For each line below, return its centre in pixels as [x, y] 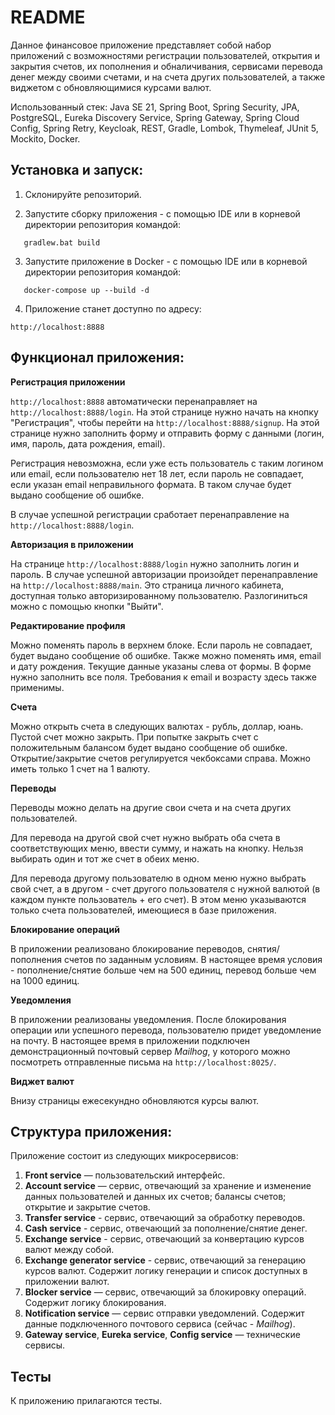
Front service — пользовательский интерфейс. [125, 1175]
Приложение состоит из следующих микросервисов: [124, 1156]
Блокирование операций [65, 929]
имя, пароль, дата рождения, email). [88, 443]
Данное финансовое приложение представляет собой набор [141, 45]
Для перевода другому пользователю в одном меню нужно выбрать [158, 878]
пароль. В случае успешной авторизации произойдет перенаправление [164, 574]
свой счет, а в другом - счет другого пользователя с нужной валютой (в [165, 888]
